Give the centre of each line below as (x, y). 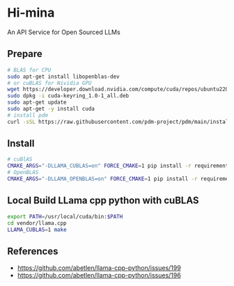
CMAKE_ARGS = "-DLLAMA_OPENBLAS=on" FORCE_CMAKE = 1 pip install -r (102, 179)
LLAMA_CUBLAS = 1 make (37, 230)
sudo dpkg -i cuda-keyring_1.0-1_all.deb (68, 96)
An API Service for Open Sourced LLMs (64, 32)
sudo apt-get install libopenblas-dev (63, 77)
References (33, 251)
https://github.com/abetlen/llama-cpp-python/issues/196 (99, 276)
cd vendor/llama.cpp (37, 223)
